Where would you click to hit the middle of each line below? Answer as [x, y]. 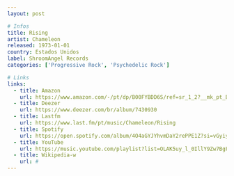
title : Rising [28, 33]
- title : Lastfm [37, 117]
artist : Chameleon [34, 39]
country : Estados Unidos [43, 52]
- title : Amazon [37, 90]
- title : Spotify [39, 129]
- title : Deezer [37, 104]
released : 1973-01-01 [39, 46]
